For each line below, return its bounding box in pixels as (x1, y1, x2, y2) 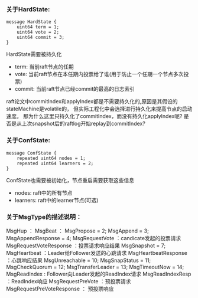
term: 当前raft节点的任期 (14, 63, 74, 70)
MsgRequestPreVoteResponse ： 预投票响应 (6, 285, 114, 292)
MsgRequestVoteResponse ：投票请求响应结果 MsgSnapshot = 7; (6, 242, 166, 249)
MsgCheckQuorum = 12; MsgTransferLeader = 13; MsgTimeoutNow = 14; (6, 263, 184, 270)
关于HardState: (6, 5, 50, 13)
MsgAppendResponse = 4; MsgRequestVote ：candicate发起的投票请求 (6, 234, 181, 241)
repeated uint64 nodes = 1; (17, 155, 86, 161)
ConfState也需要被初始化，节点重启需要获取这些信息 (6, 176, 135, 184)
